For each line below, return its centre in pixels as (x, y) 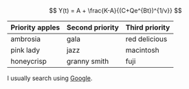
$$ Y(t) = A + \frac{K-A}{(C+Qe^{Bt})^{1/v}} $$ (115, 11)
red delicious (146, 39)
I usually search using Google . (50, 78)
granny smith (88, 61)
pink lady (25, 50)
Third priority (148, 27)
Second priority (92, 27)
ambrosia (26, 39)
